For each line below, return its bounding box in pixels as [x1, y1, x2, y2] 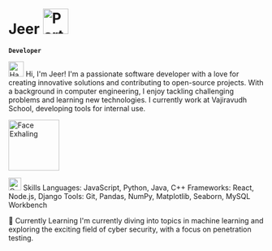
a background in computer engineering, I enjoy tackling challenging [8, 86, 234, 96]
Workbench [8, 200, 47, 210]
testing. [8, 232, 34, 243]
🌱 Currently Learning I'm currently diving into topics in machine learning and [8, 215, 264, 225]
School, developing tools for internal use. [8, 103, 146, 113]
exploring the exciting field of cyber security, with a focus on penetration [8, 224, 252, 234]
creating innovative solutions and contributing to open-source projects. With [8, 77, 264, 87]
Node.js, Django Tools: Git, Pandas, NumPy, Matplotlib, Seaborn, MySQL [8, 191, 251, 201]
